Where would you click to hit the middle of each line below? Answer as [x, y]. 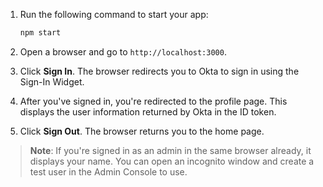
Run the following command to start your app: [114, 14]
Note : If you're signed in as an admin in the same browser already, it [170, 150]
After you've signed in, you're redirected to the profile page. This [153, 101]
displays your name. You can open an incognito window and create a [172, 161]
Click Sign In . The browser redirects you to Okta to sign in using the [159, 71]
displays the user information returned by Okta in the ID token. [148, 111]
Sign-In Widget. [52, 81]
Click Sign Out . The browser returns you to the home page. [142, 131]
